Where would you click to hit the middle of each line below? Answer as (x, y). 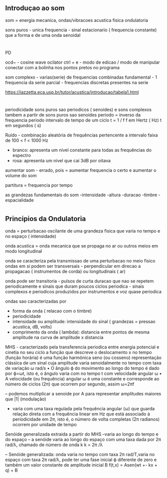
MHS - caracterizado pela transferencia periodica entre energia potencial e (82, 347)
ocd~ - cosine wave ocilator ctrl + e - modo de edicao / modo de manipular (83, 62)
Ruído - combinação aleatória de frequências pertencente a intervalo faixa (82, 135)
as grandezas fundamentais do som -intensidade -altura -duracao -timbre (81, 195)
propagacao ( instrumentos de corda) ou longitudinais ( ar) (65, 271)
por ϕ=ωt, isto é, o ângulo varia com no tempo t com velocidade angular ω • (83, 373)
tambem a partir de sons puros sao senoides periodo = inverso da (73, 115)
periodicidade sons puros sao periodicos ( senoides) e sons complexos (79, 110)
